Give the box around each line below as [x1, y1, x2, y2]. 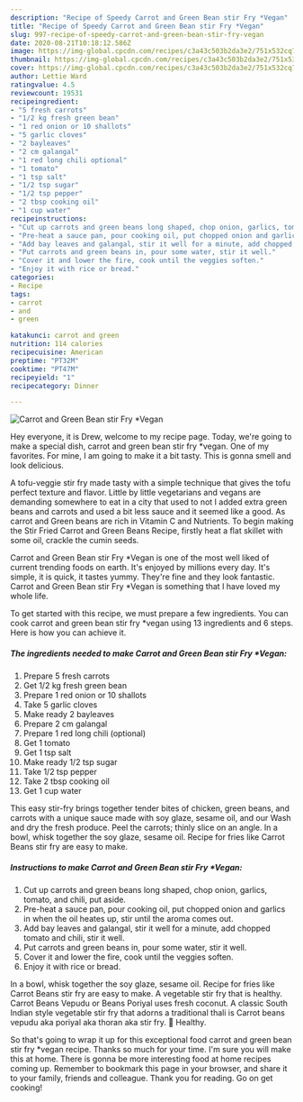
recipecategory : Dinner [10, 381, 100, 390]
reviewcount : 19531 [10, 88, 84, 97]
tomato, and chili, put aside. [22, 894, 127, 906]
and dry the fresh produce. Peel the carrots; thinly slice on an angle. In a [10, 822, 278, 833]
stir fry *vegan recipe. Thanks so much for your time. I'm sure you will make [10, 1044, 291, 1055]
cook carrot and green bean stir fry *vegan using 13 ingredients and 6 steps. [10, 618, 294, 629]
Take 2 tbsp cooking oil [22, 776, 111, 787]
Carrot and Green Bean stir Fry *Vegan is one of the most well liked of [10, 552, 270, 563]
